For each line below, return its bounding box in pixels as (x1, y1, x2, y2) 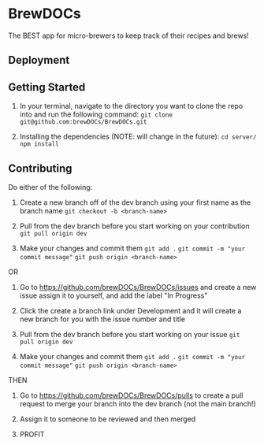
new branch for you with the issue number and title (19, 314, 185, 324)
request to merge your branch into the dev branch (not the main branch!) (19, 399, 256, 408)
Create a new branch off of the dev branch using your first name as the (19, 198, 251, 207)
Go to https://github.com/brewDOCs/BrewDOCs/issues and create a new (19, 282, 257, 291)
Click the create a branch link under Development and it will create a (19, 306, 242, 315)
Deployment (8, 54, 70, 67)
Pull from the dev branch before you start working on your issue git (19, 329, 240, 339)
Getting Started (8, 80, 86, 94)
